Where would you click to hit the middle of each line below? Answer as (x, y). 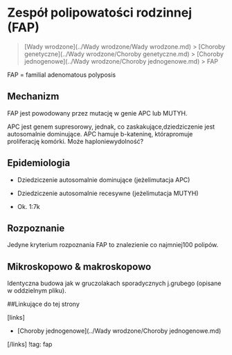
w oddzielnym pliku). (37, 291)
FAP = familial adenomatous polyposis (62, 75)
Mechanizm (33, 97)
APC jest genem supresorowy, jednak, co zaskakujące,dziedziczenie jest (111, 127)
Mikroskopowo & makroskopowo (79, 267)
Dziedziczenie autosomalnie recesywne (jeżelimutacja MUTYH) (108, 193)
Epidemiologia (39, 163)
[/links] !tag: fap (30, 345)
